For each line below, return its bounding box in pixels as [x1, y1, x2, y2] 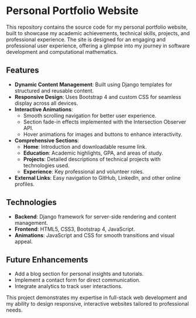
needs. [6, 306, 23, 314]
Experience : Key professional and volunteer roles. [23, 168, 145, 175]
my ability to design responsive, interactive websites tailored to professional [6, 300, 189, 307]
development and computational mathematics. [6, 48, 118, 55]
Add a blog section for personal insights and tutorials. [14, 271, 144, 278]
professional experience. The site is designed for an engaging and [6, 36, 166, 43]
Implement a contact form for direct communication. [14, 276, 141, 283]
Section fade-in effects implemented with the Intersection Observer [23, 118, 186, 125]
